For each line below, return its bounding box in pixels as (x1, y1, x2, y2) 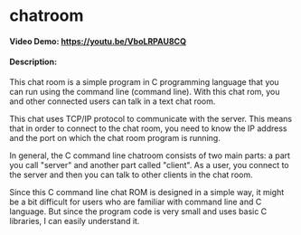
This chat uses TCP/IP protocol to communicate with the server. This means (9, 113, 292, 124)
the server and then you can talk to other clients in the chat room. (9, 169, 253, 180)
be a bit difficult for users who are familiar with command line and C (9, 196, 262, 207)
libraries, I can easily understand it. (9, 215, 140, 226)
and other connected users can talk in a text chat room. (9, 96, 216, 107)
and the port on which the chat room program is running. (9, 132, 221, 143)
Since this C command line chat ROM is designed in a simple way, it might (9, 186, 285, 197)
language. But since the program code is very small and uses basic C (9, 205, 268, 217)
